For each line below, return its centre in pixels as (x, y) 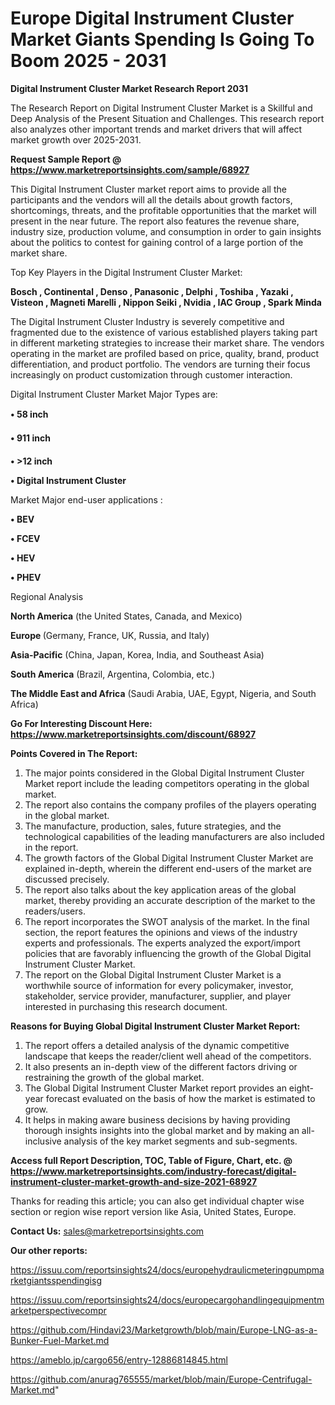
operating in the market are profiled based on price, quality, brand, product (165, 353)
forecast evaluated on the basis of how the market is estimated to (180, 1098)
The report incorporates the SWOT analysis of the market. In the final (167, 921)
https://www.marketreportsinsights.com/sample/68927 (130, 169)
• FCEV (25, 538)
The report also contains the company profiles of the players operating (170, 804)
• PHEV (26, 577)
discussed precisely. (67, 879)
